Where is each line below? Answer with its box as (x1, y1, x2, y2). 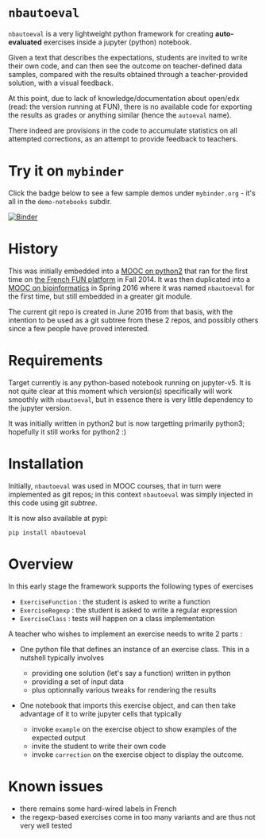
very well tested (19, 821, 73, 830)
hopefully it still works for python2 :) (8, 427, 127, 436)
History (8, 240, 59, 258)
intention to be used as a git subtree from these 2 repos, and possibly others (8, 315, 259, 325)
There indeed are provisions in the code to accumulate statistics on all (8, 126, 238, 135)
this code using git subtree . (8, 498, 98, 508)
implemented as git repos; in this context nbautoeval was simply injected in (8, 489, 253, 499)
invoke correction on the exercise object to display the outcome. (31, 749, 245, 759)
